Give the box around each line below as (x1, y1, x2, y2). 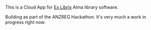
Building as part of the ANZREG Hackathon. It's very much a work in (5, 14, 146, 19)
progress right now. (5, 19, 46, 25)
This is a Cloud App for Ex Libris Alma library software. (5, 4, 119, 10)
